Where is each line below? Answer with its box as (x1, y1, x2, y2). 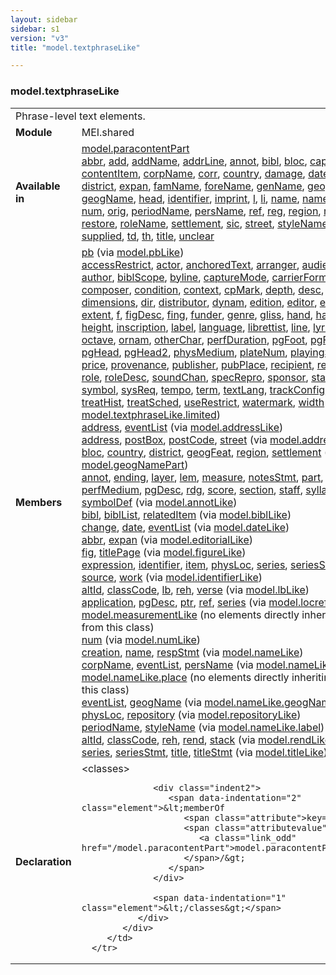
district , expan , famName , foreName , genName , (81, 179, 305, 193)
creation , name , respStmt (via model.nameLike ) (81, 645, 304, 659)
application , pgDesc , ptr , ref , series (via (81, 595, 267, 609)
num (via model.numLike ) (81, 632, 202, 646)
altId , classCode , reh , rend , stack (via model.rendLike (81, 732, 331, 746)
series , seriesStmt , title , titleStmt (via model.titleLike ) (81, 745, 328, 759)
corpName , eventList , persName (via (81, 657, 254, 671)
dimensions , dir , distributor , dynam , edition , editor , (81, 295, 318, 309)
